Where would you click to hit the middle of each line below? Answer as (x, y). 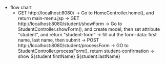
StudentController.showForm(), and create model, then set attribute (89, 29)
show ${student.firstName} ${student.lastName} (69, 56)
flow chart (21, 7)
